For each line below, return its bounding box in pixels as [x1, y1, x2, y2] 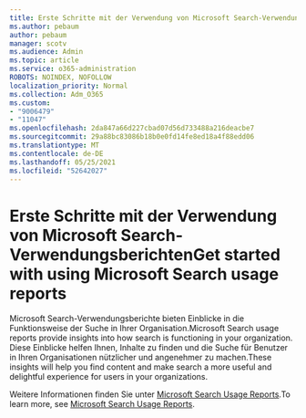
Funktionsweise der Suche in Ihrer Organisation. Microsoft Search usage [9, 323, 280, 334]
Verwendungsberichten [9, 244, 194, 265]
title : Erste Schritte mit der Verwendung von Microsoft [9, 13, 230, 23]
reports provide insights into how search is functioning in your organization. [9, 332, 293, 343]
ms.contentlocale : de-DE [9, 149, 104, 158]
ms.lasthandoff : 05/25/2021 [9, 157, 117, 167]
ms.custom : [9, 98, 51, 108]
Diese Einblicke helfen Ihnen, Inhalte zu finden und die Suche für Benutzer [9, 342, 289, 353]
